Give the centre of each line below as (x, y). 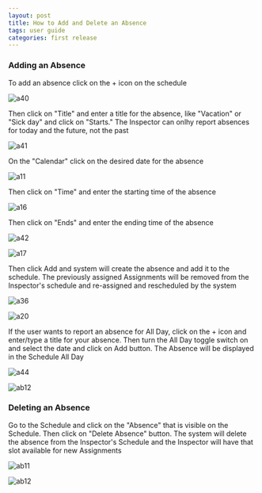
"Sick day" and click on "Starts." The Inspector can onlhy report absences (129, 122)
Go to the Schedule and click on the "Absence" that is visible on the (118, 425)
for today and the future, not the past (68, 130)
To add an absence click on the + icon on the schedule (98, 82)
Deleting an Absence (49, 407)
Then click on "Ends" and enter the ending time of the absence (111, 222)
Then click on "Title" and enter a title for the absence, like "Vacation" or (125, 113)
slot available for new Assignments (65, 450)
